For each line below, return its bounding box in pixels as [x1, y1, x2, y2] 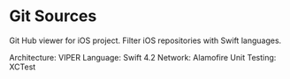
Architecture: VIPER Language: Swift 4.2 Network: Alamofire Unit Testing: [9, 52, 277, 62]
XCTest [9, 61, 36, 72]
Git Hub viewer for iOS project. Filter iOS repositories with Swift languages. [9, 35, 282, 46]
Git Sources [9, 6, 97, 26]
